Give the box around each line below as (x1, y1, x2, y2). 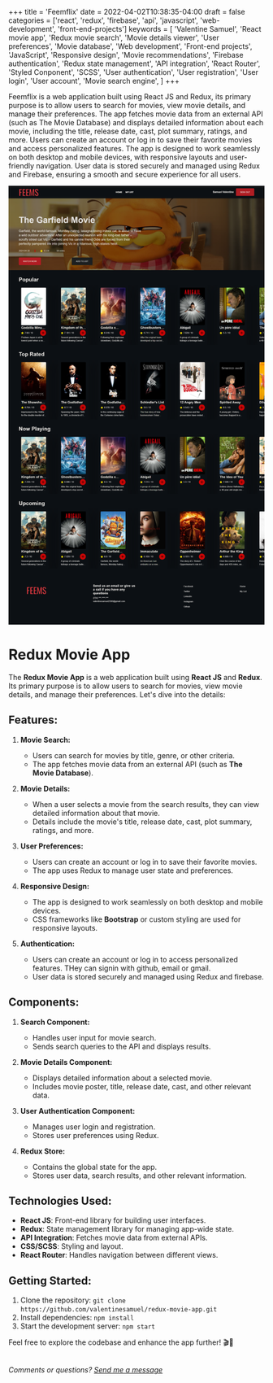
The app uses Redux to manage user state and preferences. (32, 866, 234, 875)
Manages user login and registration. (32, 1122, 156, 1132)
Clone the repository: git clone (19, 1295, 126, 1305)
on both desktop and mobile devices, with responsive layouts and (8, 152, 228, 162)
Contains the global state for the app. (32, 1162, 158, 1171)
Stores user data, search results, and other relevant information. (32, 1171, 247, 1180)
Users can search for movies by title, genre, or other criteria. (32, 750, 236, 760)
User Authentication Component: (19, 1106, 136, 1115)
